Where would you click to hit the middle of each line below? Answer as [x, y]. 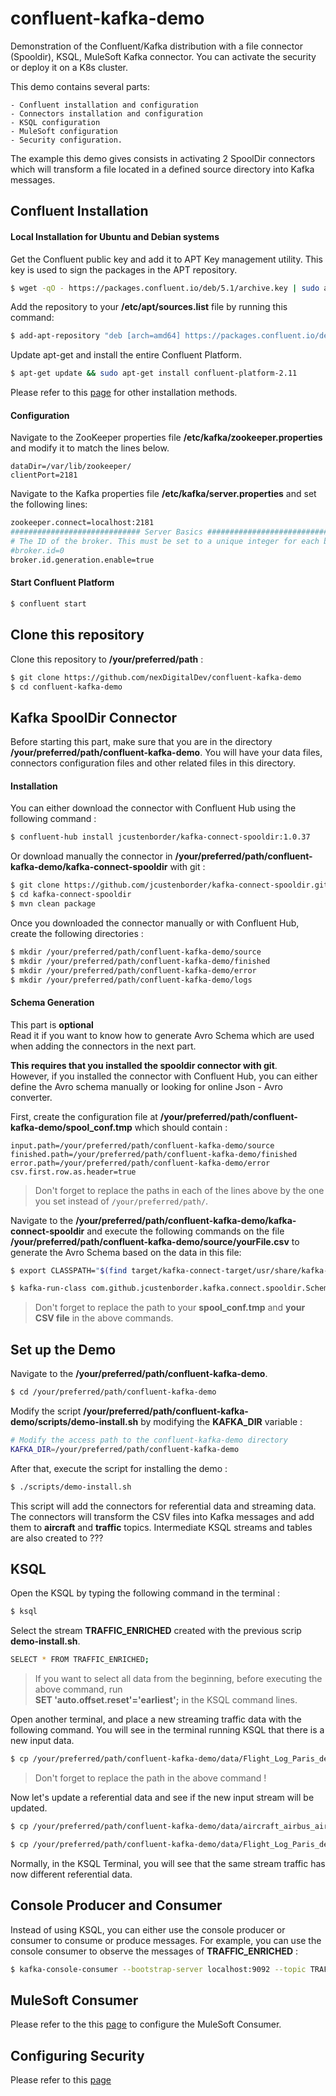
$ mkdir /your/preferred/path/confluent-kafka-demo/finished [140, 961]
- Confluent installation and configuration [104, 105]
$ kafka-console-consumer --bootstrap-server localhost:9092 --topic [158, 1969]
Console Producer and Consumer [116, 1905]
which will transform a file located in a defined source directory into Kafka [162, 169]
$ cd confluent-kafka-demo [66, 687]
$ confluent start [48, 603]
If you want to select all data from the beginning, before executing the [178, 1679]
